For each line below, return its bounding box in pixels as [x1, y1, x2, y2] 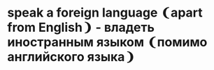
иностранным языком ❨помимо [7, 35, 208, 50]
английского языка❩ [7, 49, 136, 65]
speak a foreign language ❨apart [7, 5, 203, 21]
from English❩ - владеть [7, 19, 155, 35]
